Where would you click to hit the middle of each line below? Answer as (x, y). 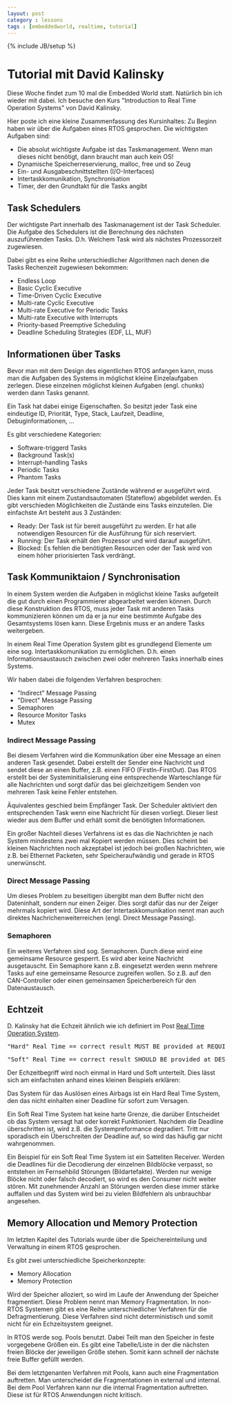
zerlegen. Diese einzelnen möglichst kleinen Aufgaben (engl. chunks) (106, 385)
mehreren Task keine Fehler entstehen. (63, 792)
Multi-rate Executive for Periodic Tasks (72, 310)
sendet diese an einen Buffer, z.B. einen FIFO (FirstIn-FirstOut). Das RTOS (112, 770)
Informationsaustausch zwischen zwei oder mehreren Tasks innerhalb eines (115, 659)
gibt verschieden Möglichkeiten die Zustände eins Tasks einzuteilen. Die (110, 505)
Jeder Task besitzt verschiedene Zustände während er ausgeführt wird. (109, 490)
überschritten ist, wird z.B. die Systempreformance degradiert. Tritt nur (108, 1129)
